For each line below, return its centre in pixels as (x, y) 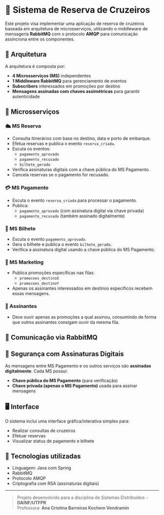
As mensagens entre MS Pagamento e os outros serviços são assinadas (78, 365)
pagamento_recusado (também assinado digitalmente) (72, 216)
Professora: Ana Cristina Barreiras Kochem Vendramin (73, 508)
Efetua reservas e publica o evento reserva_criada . (64, 144)
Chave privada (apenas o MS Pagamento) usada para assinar (75, 386)
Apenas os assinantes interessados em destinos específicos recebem (82, 288)
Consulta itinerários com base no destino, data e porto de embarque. (82, 138)
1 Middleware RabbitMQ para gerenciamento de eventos (69, 81)
